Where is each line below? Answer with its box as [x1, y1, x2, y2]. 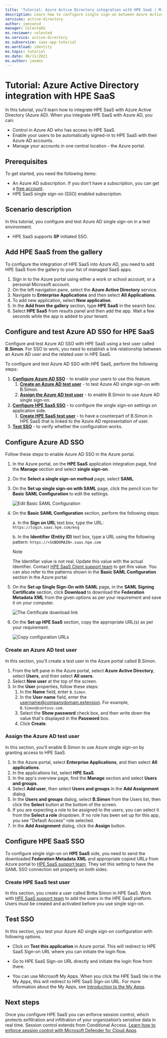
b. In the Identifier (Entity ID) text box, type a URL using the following [12, 534, 155, 540]
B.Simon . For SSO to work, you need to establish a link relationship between [5, 346, 162, 352]
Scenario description [5, 205, 72, 214]
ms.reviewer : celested [5, 30, 52, 35]
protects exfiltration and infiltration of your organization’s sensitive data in [5, 1017, 156, 1023]
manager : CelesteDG [5, 26, 46, 31]
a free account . [12, 185, 44, 191]
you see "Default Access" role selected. [12, 817, 94, 823]
